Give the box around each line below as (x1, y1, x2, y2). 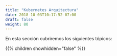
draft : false (5, 17, 33, 22)
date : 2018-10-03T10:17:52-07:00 (5, 12, 77, 17)
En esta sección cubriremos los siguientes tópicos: (5, 36, 112, 42)
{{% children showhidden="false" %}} (5, 45, 86, 51)
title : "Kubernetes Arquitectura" (5, 7, 79, 13)
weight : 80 (5, 21, 29, 27)
